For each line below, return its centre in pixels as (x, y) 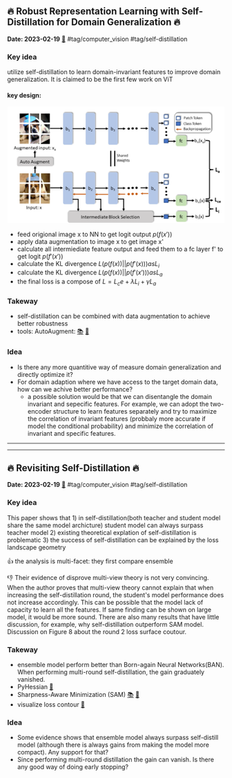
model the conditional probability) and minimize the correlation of (120, 426)
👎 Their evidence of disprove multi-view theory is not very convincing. (108, 577)
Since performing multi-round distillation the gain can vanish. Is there (115, 760)
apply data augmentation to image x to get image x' (90, 241)
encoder (39, 411)
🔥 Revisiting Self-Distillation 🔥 (73, 468)
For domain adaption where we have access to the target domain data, (118, 382)
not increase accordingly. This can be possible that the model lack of (105, 602)
